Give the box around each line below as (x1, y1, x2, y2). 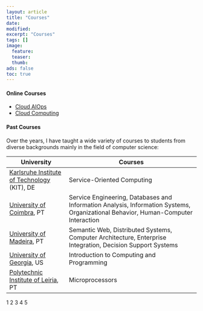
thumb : (11, 59, 28, 65)
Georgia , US (9, 258, 44, 267)
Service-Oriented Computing (68, 175, 152, 184)
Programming (68, 258, 108, 267)
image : (6, 43, 23, 49)
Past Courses (6, 124, 41, 131)
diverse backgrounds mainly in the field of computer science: (6, 143, 159, 150)
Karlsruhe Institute (9, 168, 62, 176)
